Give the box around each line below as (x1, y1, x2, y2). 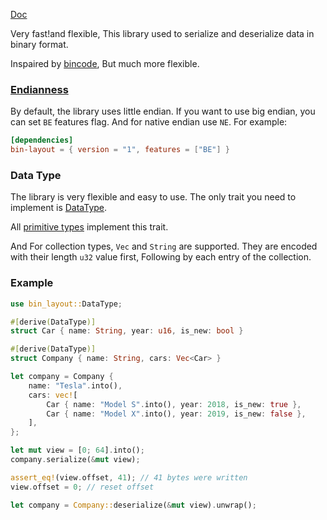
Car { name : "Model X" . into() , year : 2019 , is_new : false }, (46, 409, 307, 419)
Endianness (10, 82, 69, 96)
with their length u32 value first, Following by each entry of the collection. (10, 251, 312, 263)
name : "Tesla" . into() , (28, 380, 123, 391)
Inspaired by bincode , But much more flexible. (10, 58, 200, 69)
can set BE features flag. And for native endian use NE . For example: (10, 116, 288, 128)
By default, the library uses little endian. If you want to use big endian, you (10, 105, 316, 118)
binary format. (10, 39, 69, 50)
